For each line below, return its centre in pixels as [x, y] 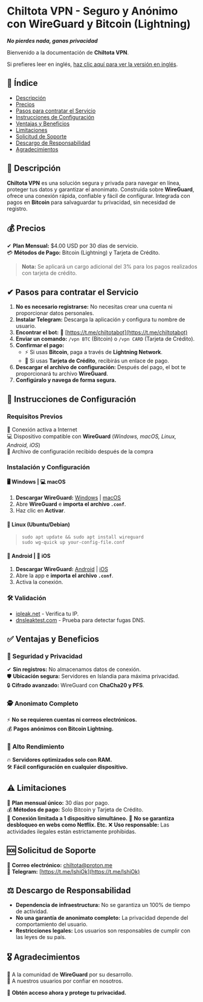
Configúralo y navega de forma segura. [66, 380]
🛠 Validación [27, 598]
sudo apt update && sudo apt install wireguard [82, 537]
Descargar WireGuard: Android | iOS [62, 569]
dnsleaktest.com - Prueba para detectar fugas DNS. [80, 620]
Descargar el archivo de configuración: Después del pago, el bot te [101, 367]
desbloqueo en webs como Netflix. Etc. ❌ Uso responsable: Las [88, 825]
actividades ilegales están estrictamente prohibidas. [72, 831]
